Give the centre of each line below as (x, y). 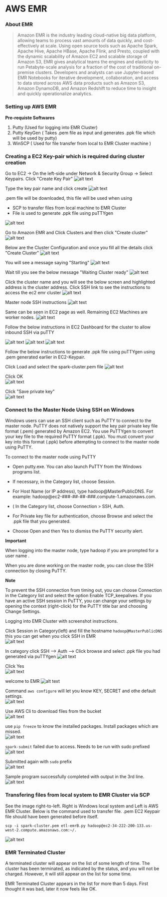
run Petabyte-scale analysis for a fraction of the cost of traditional (85, 67)
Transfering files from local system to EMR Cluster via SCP (78, 795)
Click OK (14, 376)
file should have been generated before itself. (52, 816)
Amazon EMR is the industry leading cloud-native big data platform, (87, 35)
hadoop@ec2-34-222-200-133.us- (120, 826)
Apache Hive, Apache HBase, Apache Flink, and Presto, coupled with (88, 51)
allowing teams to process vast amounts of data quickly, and (80, 41)
